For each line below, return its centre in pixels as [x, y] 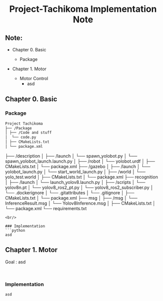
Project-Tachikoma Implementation [83, 9]
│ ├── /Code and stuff [28, 133]
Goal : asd [15, 262]
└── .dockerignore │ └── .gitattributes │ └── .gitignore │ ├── [70, 193]
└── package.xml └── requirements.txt [46, 208]
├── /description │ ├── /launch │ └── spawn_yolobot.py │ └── [71, 156]
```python [15, 230]
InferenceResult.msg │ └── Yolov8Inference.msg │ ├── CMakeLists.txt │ [80, 203]
